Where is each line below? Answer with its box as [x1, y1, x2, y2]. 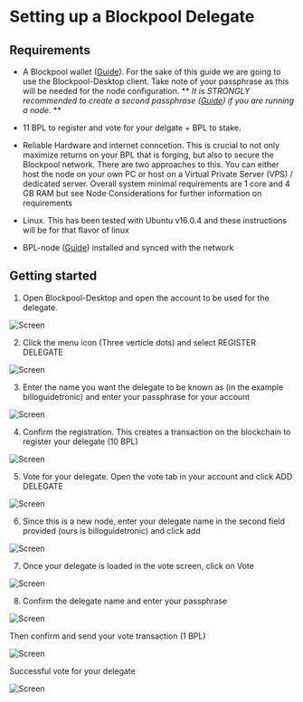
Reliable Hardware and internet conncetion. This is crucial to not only [22, 140, 280, 150]
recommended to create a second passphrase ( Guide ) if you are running [22, 95, 294, 106]
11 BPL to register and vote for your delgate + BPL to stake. [22, 122, 241, 133]
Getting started [9, 269, 98, 284]
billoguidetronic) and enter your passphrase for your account [22, 391, 251, 402]
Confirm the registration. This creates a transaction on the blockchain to [22, 426, 291, 437]
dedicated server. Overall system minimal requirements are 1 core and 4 [22, 178, 291, 189]
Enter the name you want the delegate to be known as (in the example [22, 382, 284, 393]
